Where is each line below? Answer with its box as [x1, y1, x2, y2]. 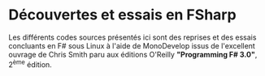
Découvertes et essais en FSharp [8, 6, 237, 24]
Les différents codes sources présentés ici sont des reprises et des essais [8, 32, 257, 42]
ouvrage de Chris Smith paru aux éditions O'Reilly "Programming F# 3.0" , [8, 49, 258, 59]
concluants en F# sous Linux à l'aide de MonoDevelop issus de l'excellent [8, 40, 256, 50]
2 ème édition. [8, 58, 53, 70]
